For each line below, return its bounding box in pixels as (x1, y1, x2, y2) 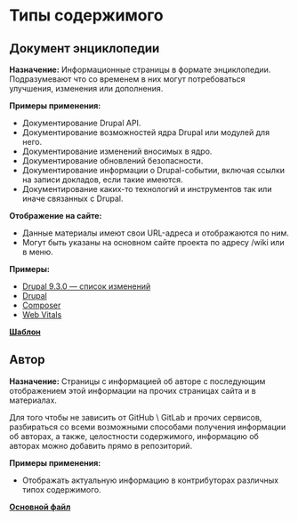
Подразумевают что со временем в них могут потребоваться (9, 74, 246, 84)
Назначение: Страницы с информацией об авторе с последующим (9, 375, 266, 387)
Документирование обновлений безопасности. (21, 156, 204, 165)
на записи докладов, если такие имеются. (21, 174, 184, 185)
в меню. (21, 246, 53, 257)
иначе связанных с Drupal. (21, 193, 124, 204)
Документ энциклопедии (9, 41, 160, 56)
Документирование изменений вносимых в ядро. (21, 146, 213, 156)
